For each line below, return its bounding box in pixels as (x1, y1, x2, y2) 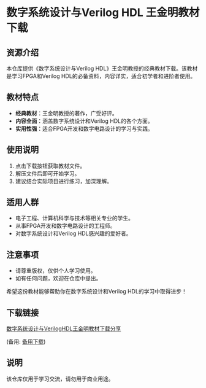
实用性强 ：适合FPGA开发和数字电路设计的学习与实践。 (15, 125, 153, 132)
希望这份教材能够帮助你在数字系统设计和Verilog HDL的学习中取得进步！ (6, 288, 187, 295)
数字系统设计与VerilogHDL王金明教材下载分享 (6, 325, 121, 332)
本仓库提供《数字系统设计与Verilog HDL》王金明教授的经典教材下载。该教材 (6, 65, 198, 72)
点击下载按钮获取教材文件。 (15, 162, 86, 169)
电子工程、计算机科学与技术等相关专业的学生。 (15, 214, 134, 222)
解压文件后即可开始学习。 (15, 169, 80, 177)
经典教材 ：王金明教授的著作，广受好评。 (15, 109, 118, 117)
